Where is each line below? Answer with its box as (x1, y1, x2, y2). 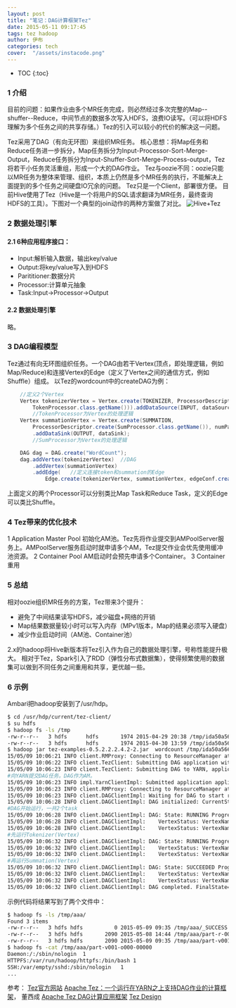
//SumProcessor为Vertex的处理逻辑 (32, 436, 127, 443)
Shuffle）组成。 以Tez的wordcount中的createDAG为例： (7, 377, 171, 385)
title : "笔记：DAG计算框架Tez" (7, 17, 91, 24)
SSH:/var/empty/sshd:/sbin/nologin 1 (7, 964, 124, 971)
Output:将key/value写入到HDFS (17, 263, 109, 272)
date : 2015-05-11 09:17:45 (7, 23, 86, 30)
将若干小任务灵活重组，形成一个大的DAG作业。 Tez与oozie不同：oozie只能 (7, 164, 224, 172)
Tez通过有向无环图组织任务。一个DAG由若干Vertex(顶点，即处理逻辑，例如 (7, 359, 224, 367)
